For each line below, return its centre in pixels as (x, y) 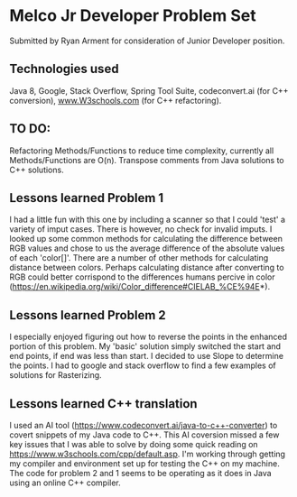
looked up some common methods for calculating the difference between (146, 239)
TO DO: (30, 129)
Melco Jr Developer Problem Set (133, 16)
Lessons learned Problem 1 (87, 198)
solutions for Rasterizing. (56, 375)
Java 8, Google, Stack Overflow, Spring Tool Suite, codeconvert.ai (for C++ (149, 90)
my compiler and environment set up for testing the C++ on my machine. (144, 464)
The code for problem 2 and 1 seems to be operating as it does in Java (141, 473)
